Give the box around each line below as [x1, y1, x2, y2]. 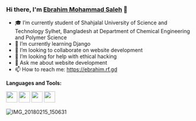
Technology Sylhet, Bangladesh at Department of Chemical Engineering [14, 28, 191, 35]
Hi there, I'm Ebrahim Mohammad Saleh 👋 [6, 5, 128, 14]
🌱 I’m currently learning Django [14, 40, 91, 47]
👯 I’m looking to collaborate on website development [14, 47, 143, 54]
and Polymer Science [14, 34, 67, 41]
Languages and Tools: [6, 79, 62, 87]
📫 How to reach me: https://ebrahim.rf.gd [14, 66, 117, 73]
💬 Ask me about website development [14, 59, 108, 66]
